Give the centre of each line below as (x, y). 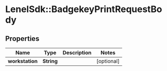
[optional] (108, 61)
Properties (22, 39)
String (50, 61)
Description (77, 53)
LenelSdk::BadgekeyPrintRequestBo (84, 9)
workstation (23, 61)
